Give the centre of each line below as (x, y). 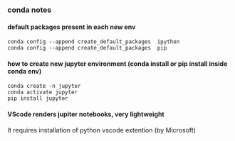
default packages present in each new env (72, 27)
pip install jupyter (38, 98)
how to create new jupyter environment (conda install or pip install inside (117, 63)
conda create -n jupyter (44, 86)
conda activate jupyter (43, 92)
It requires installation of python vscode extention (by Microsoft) (101, 130)
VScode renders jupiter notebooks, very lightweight (86, 114)
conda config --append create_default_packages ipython (94, 42)
